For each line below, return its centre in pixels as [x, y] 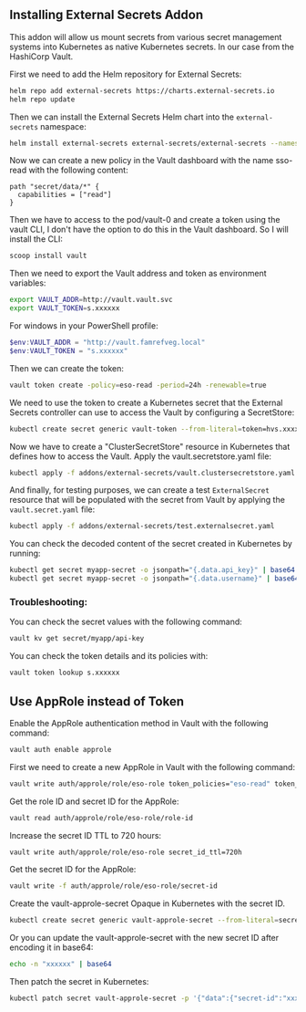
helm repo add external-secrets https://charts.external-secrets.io [142, 90]
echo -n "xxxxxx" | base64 [61, 965]
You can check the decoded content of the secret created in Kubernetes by [151, 544]
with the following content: [79, 170]
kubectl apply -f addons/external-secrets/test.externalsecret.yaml [142, 527]
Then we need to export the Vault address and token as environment [138, 274]
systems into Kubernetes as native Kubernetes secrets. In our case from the [152, 47]
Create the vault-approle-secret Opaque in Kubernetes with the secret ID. [147, 903]
